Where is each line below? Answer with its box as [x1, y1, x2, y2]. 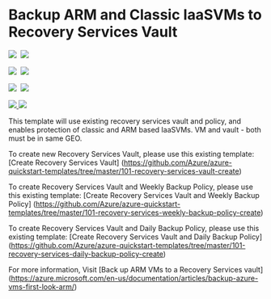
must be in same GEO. [8, 133, 83, 143]
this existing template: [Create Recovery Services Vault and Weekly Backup [8, 190, 260, 200]
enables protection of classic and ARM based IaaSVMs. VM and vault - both [8, 124, 261, 134]
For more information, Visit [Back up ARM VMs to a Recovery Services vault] [8, 264, 264, 274]
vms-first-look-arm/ [8, 281, 75, 292]
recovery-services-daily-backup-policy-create [8, 249, 164, 259]
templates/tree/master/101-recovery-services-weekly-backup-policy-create [8, 208, 261, 217]
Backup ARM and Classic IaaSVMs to [8, 6, 262, 24]
